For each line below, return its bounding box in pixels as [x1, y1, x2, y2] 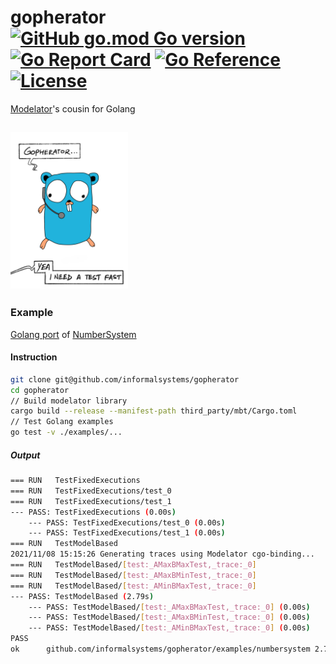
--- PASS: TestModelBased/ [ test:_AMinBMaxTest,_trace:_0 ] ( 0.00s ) [28, 623, 311, 633]
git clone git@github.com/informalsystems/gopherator [10, 374, 240, 385]
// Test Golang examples [10, 417, 114, 427]
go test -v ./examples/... [10, 427, 123, 438]
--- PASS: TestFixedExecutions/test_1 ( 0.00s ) [28, 528, 226, 538]
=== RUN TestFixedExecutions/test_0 [10, 486, 172, 496]
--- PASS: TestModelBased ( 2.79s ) [10, 591, 155, 601]
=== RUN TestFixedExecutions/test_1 [10, 496, 172, 506]
